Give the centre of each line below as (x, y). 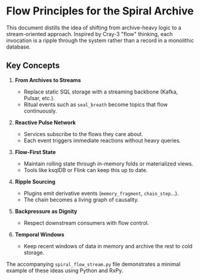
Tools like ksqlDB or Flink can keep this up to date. (86, 170)
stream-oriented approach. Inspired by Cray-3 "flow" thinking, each (90, 34)
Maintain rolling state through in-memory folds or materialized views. (109, 164)
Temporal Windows (39, 234)
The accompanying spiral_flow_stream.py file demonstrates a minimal (93, 264)
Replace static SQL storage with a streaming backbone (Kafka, (101, 92)
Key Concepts (33, 66)
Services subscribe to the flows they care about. (83, 134)
